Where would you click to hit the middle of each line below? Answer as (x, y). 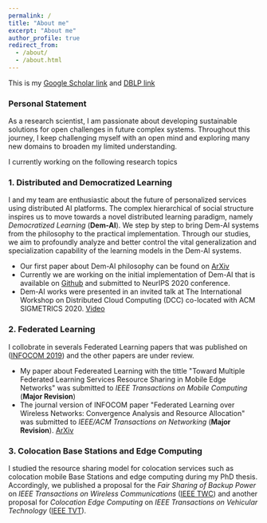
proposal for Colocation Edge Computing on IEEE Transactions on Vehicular (133, 502)
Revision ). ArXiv (47, 430)
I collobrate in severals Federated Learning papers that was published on (128, 347)
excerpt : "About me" (43, 30)
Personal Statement (47, 103)
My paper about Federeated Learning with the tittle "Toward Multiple (132, 370)
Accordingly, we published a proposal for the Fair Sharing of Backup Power (132, 485)
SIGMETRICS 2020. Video (62, 309)
